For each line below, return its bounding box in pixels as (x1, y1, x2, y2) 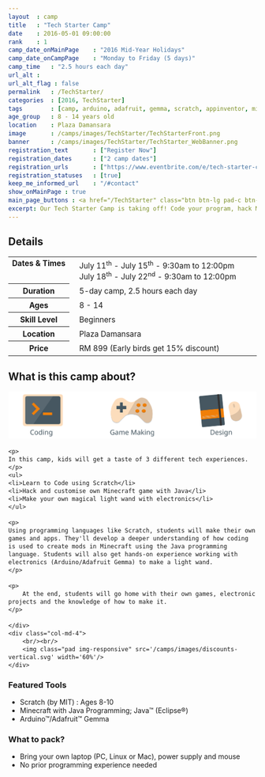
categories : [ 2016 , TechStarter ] (8, 96, 125, 104)
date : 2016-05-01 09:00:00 (8, 29, 111, 37)
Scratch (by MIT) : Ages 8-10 (19, 697, 114, 707)
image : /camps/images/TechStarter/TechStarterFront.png (8, 130, 221, 138)
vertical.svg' (8, 653, 55, 661)
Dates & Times (11, 258, 65, 269)
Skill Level (20, 314, 58, 324)
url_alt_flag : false (8, 79, 80, 87)
